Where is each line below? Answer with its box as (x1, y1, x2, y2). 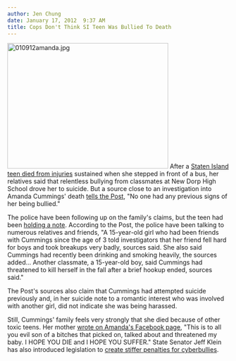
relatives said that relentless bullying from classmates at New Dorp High (7, 177, 216, 185)
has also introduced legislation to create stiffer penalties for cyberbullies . (7, 345, 219, 354)
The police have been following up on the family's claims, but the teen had (7, 213, 223, 222)
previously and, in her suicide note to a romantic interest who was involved (7, 294, 224, 303)
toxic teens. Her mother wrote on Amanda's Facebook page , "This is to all (7, 323, 222, 331)
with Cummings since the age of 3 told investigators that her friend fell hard (7, 235, 227, 244)
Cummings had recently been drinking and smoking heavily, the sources (7, 251, 217, 259)
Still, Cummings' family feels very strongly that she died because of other (7, 315, 221, 324)
